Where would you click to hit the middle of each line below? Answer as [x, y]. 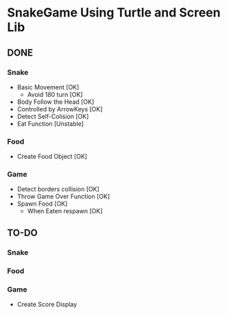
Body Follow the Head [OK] [56, 102]
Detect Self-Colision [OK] [53, 116]
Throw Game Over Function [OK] [63, 197]
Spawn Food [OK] [42, 204]
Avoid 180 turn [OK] [55, 94]
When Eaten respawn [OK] [65, 211]
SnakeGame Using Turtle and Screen [114, 13]
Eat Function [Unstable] [50, 123]
